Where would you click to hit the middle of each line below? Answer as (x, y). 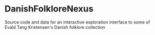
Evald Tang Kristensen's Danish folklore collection (55, 27)
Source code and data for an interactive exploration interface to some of (77, 22)
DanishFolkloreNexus (49, 9)
